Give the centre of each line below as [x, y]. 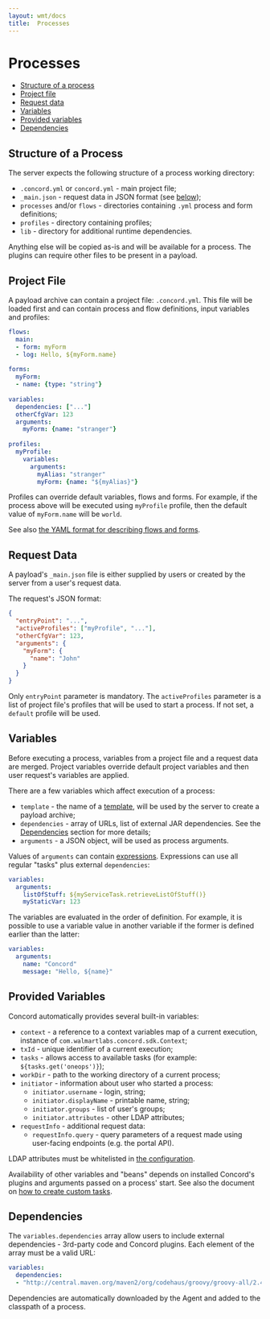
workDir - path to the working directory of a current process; [120, 1074]
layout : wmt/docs [37, 16]
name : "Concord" [50, 964]
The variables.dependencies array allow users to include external [117, 1236]
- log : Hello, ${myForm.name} [66, 354]
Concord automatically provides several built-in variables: [104, 1016]
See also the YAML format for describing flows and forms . [104, 530]
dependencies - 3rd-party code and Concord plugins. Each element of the [131, 1244]
